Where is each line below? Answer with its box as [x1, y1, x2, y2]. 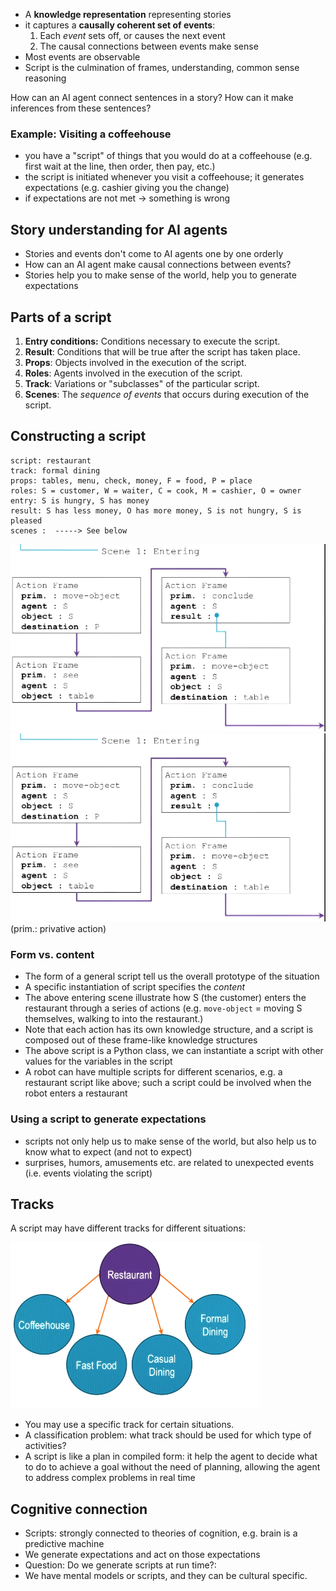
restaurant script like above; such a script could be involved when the [24, 1077, 312, 1089]
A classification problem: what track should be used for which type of [24, 1429, 312, 1441]
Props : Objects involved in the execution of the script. [24, 356, 247, 368]
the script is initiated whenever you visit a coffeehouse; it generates [24, 171, 305, 183]
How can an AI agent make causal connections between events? [24, 259, 292, 271]
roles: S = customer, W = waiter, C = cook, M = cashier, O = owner [10, 485, 302, 496]
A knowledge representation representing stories [24, 9, 232, 20]
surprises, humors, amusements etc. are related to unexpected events [24, 1156, 315, 1168]
